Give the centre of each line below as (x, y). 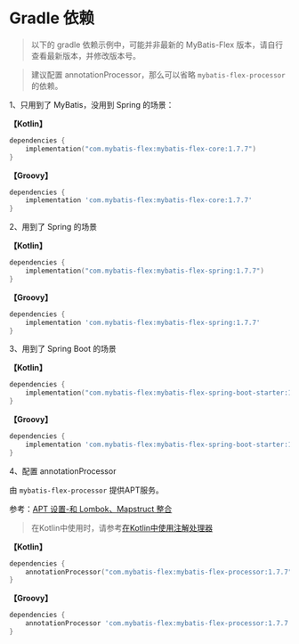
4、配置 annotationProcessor (63, 471)
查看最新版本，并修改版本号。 (85, 55)
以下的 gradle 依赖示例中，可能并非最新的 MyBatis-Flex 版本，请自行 (157, 45)
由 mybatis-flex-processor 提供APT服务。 (87, 490)
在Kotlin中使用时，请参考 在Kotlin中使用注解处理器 (122, 527)
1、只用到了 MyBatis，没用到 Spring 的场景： (92, 104)
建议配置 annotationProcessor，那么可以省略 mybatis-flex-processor (158, 74)
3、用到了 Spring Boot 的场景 (63, 349)
